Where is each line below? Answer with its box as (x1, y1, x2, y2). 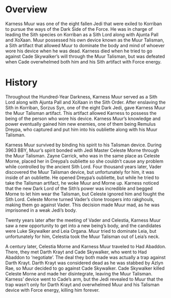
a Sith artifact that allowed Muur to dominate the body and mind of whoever (5, 42, 165, 48)
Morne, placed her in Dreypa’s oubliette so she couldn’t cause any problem (5, 158, 164, 164)
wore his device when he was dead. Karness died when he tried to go (5, 48, 153, 54)
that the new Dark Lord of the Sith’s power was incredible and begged (5, 185, 153, 191)
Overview (5, 4, 48, 15)
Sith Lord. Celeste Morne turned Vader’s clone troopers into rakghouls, (5, 196, 155, 202)
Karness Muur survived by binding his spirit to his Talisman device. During (5, 142, 162, 148)
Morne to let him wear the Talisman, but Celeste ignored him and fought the (5, 191, 165, 197)
